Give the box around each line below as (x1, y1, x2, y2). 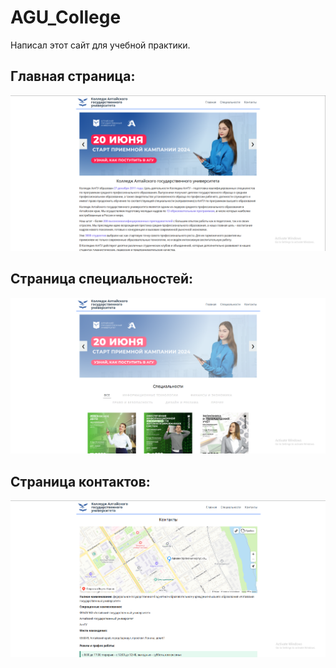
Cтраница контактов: (10, 473, 151, 490)
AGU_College (10, 6, 122, 29)
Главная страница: (10, 68, 136, 85)
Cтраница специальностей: (10, 271, 194, 288)
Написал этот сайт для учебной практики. (10, 39, 191, 51)
